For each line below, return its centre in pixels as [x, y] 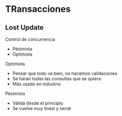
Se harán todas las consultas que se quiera [57, 79]
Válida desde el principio [38, 103]
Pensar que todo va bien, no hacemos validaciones [65, 73]
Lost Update [24, 28]
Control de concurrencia [30, 39]
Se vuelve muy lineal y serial [42, 108]
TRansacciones [38, 9]
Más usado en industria [36, 84]
